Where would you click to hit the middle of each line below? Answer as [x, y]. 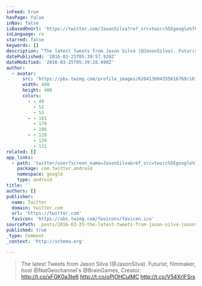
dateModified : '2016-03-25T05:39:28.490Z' [60, 62]
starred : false [25, 40]
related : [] [21, 152]
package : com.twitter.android [55, 169]
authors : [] [21, 191]
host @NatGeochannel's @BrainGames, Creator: [81, 270]
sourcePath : [21, 225]
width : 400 [36, 85]
